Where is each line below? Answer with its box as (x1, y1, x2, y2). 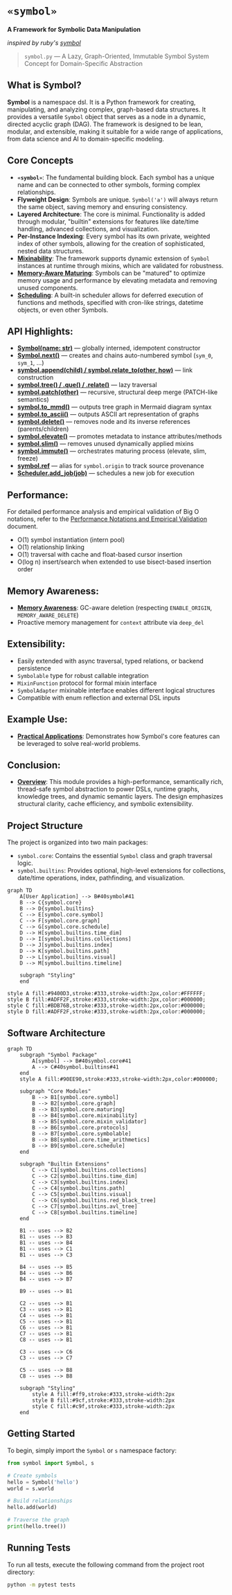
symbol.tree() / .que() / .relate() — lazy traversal (17, 381, 157, 389)
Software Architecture (7, 1027, 106, 1039)
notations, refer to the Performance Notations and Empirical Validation (7, 515, 208, 524)
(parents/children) (17, 425, 69, 434)
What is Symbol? (7, 80, 82, 91)
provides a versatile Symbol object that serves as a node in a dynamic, (7, 112, 206, 121)
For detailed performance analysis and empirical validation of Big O (7, 508, 199, 516)
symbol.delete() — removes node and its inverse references (17, 418, 190, 426)
